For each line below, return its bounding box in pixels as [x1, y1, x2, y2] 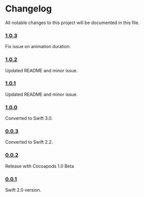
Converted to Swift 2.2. [5, 139, 53, 145]
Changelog [5, 3, 52, 15]
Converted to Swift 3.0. [5, 115, 53, 121]
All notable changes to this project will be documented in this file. [5, 20, 140, 26]
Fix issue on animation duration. [5, 44, 71, 50]
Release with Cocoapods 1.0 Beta [5, 163, 74, 169]
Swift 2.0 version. [5, 187, 41, 193]
